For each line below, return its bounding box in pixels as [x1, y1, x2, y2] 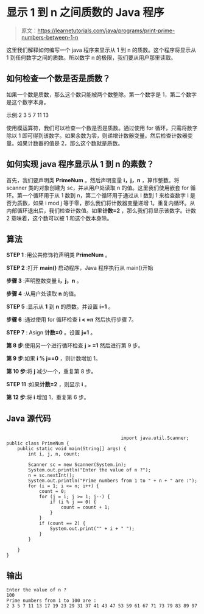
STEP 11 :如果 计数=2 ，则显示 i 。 [6, 381, 90, 388]
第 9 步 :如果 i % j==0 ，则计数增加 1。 [6, 355, 102, 362]
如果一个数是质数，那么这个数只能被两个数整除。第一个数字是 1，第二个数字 [6, 91, 197, 98]
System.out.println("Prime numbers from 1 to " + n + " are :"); [28, 478, 198, 484]
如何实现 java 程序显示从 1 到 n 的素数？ [6, 159, 155, 169]
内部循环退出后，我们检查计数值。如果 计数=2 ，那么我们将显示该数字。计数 [6, 206, 197, 214]
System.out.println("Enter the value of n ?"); [28, 467, 151, 473]
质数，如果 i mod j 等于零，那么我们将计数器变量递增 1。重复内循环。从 [16, 199, 195, 206]
